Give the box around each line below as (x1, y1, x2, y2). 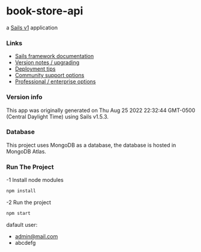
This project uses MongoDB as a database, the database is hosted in (6, 141, 176, 148)
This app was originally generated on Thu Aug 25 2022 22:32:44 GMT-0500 (6, 107, 196, 114)
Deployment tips (14, 65, 56, 72)
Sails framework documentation (14, 53, 94, 60)
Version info (6, 93, 43, 101)
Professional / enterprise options (14, 78, 96, 85)
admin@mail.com (14, 232, 58, 240)
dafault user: (6, 221, 38, 228)
